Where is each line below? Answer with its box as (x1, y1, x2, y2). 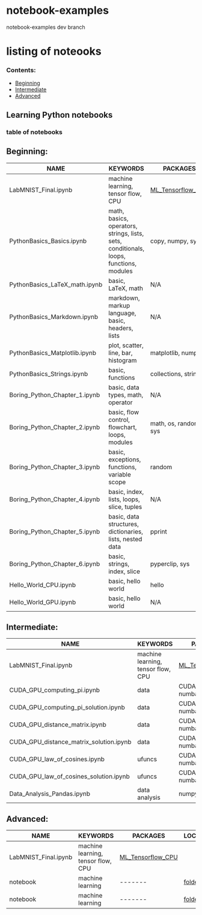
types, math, (108, 391, 144, 399)
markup (108, 301, 130, 309)
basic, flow (108, 408, 139, 416)
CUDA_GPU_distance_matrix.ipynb (9, 720, 106, 729)
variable (108, 470, 131, 478)
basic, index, (108, 487, 144, 496)
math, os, (150, 419, 176, 427)
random (150, 463, 173, 471)
